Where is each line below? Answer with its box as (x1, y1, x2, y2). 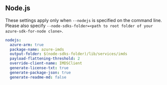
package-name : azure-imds (10, 47, 65, 52)
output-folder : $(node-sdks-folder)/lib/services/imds (10, 51, 128, 56)
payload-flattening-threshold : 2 (10, 56, 80, 61)
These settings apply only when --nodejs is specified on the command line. (5, 17, 162, 23)
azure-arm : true (10, 42, 44, 47)
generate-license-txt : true (10, 65, 69, 70)
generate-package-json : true (10, 70, 71, 75)
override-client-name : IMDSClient (10, 61, 82, 66)
